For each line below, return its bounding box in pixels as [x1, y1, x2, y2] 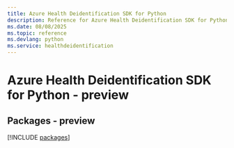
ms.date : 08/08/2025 [7, 23, 68, 30]
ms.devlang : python [7, 36, 64, 43]
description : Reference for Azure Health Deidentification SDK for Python [7, 17, 229, 24]
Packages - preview [7, 115, 95, 126]
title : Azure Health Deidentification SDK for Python [7, 10, 167, 17]
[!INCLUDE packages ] [7, 133, 70, 141]
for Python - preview [7, 88, 129, 103]
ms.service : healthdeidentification [7, 42, 114, 49]
